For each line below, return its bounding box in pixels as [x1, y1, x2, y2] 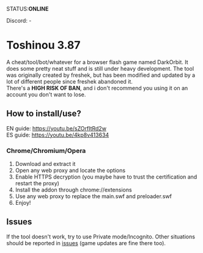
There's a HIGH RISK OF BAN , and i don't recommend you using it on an [6, 84, 188, 91]
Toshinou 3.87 [6, 38, 81, 52]
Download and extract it [15, 160, 76, 168]
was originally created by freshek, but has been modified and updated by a [6, 71, 196, 79]
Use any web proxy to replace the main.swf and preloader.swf [15, 193, 172, 200]
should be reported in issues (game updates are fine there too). [6, 239, 166, 246]
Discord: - [6, 17, 32, 24]
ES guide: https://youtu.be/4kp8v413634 [6, 131, 109, 138]
